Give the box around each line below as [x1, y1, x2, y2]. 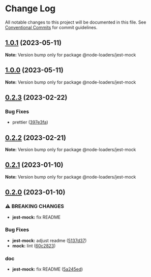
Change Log [5, 3, 56, 14]
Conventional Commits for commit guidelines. [5, 24, 97, 30]
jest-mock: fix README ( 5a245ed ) [12, 266, 83, 272]
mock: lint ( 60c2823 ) [12, 243, 56, 248]
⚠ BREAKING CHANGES [5, 203, 64, 210]
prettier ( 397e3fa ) [12, 119, 48, 125]
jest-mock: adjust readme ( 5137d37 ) [12, 237, 87, 244]
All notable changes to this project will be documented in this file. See [5, 19, 147, 25]
